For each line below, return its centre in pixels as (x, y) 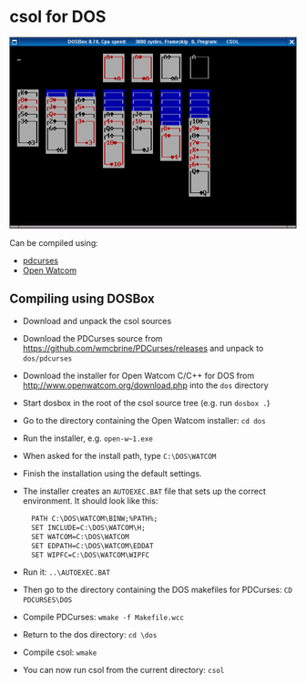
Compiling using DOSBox (82, 299)
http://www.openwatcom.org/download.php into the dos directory (145, 385)
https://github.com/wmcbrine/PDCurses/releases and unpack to (143, 348)
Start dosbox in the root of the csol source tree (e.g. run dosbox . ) (146, 403)
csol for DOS (58, 17)
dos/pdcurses (47, 358)
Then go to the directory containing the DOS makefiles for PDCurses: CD (158, 589)
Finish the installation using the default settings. (112, 473)
